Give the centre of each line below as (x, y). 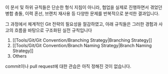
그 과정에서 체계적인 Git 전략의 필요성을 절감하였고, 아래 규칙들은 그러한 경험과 (81, 24)
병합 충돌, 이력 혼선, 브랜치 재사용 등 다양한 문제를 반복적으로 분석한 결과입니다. (82, 13)
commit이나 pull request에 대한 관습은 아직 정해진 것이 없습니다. (68, 66)
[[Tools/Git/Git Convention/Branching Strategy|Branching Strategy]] (82, 40)
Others (19, 56)
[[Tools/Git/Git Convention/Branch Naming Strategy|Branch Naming (82, 45)
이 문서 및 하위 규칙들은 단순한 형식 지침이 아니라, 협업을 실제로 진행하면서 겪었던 (84, 7)
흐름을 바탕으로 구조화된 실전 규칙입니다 (53, 30)
